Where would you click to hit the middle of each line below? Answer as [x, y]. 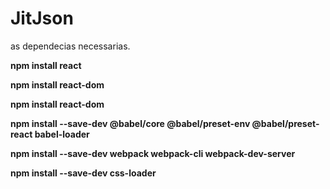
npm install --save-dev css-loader [83, 173]
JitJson [42, 18]
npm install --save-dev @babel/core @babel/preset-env [130, 123]
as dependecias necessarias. [70, 46]
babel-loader [62, 134]
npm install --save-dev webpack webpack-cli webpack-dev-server [153, 153]
